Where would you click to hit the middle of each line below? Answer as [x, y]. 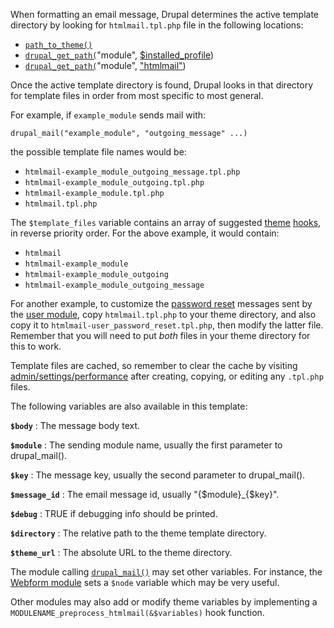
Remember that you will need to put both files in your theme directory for [160, 335]
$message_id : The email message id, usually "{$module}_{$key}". [145, 494]
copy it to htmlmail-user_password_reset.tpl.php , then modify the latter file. [167, 325]
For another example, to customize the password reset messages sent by [161, 303]
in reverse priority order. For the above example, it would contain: [145, 233]
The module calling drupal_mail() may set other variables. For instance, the [166, 572]
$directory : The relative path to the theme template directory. [138, 533]
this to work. [36, 346]
